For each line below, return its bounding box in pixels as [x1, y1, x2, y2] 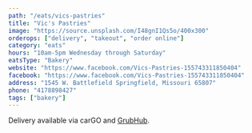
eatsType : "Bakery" [8, 57, 74, 65]
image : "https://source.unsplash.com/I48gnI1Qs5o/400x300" [8, 26, 210, 34]
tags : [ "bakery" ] [8, 94, 66, 102]
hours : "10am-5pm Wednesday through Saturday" [8, 49, 166, 57]
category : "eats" [8, 42, 66, 50]
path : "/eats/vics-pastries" [8, 11, 106, 20]
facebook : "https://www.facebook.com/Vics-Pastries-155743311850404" [8, 71, 246, 79]
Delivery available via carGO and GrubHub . [8, 115, 150, 125]
